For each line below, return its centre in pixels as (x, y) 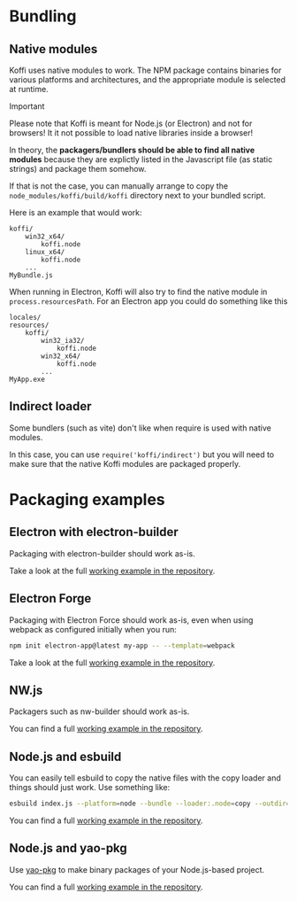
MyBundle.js (31, 276)
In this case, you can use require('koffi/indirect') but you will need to (142, 454)
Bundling (43, 16)
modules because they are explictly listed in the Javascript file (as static (141, 159)
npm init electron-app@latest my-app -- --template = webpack (122, 645)
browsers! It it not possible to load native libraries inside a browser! (131, 133)
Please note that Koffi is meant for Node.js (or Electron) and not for (131, 123)
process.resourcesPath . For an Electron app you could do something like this (148, 301)
